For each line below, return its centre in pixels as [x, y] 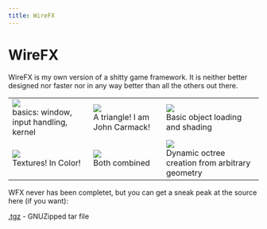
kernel [24, 132]
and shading [189, 126]
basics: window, [43, 112]
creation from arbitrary [208, 162]
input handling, [40, 122]
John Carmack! [122, 126]
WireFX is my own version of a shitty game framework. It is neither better [128, 77]
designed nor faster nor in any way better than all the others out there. [123, 85]
